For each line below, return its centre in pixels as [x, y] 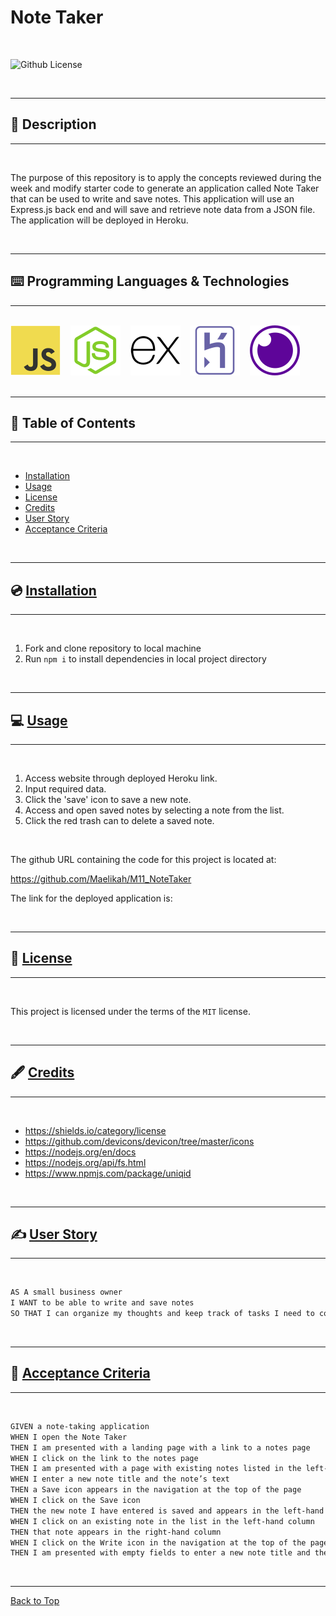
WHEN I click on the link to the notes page [104, 1458]
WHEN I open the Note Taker [69, 1437]
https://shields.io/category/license [95, 1130]
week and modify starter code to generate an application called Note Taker [165, 188]
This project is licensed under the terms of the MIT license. [130, 1011]
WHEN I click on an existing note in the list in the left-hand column [162, 1521]
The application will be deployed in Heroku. [99, 220]
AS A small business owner [66, 1292]
